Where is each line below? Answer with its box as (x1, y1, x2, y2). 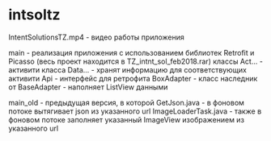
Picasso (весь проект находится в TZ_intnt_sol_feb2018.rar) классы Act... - (8, 56, 263, 66)
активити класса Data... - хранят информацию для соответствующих (8, 64, 247, 74)
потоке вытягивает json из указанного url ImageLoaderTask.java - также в (8, 106, 262, 116)
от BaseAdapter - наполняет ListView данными (8, 82, 168, 92)
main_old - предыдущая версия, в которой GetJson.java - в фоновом (8, 97, 245, 107)
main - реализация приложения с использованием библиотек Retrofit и (8, 48, 255, 57)
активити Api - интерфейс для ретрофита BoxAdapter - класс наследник (8, 73, 258, 83)
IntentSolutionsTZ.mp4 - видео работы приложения (8, 32, 184, 42)
